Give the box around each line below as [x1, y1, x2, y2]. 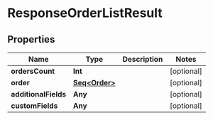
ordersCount [11, 66, 55, 76]
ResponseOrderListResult [7, 5, 163, 21]
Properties [7, 33, 55, 45]
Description [122, 55, 163, 64]
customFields [11, 101, 58, 111]
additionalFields [11, 89, 67, 99]
